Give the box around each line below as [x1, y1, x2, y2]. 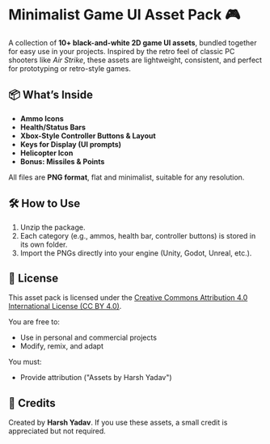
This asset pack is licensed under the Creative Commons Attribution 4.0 [8, 293, 248, 302]
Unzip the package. [19, 222, 86, 232]
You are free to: [8, 317, 61, 327]
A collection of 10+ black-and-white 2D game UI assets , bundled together [8, 37, 257, 48]
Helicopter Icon [19, 148, 74, 158]
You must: [8, 357, 42, 367]
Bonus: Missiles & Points [19, 156, 105, 166]
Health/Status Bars [19, 122, 86, 132]
